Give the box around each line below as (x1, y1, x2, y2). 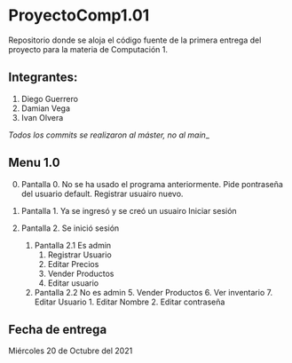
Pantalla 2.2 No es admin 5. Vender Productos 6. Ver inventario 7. (34, 287, 272, 297)
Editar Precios (47, 258, 99, 269)
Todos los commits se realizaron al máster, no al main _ (8, 130, 210, 140)
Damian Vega (20, 103, 71, 114)
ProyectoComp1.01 (8, 5, 150, 26)
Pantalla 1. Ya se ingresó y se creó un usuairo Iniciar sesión (20, 205, 237, 216)
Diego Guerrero (20, 93, 79, 104)
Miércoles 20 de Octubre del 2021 (8, 345, 133, 356)
